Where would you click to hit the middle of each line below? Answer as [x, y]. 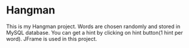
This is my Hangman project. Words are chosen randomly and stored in [93, 26]
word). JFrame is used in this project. [52, 39]
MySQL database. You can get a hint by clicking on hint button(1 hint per [94, 32]
